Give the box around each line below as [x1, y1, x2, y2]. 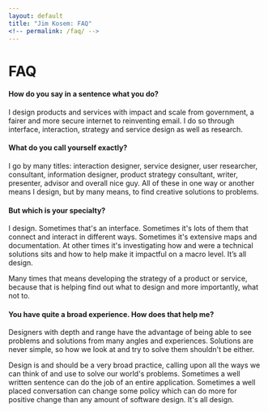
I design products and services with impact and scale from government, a [8, 107, 255, 117]
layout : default [8, 11, 63, 20]
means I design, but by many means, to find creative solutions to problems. [8, 187, 259, 196]
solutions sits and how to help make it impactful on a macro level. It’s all [8, 249, 247, 260]
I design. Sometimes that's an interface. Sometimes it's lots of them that [8, 224, 249, 234]
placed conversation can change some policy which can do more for [8, 386, 237, 396]
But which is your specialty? [8, 205, 106, 215]
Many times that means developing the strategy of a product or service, [8, 273, 248, 284]
